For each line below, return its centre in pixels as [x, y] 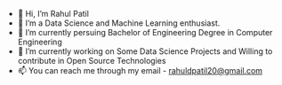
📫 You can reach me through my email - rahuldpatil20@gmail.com [140, 70]
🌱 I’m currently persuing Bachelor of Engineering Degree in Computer [145, 32]
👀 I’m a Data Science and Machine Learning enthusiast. [119, 23]
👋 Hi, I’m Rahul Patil [53, 14]
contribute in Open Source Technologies [92, 61]
